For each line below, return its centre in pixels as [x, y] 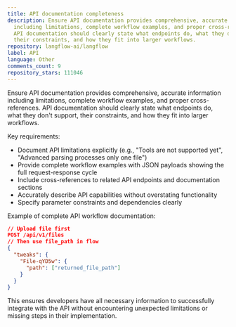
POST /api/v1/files [36, 235]
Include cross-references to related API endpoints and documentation [118, 179]
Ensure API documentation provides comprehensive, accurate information [114, 93]
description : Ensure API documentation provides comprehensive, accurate [118, 20]
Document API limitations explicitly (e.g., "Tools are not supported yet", [120, 150]
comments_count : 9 [34, 66]
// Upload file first [39, 229]
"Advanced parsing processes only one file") [82, 157]
